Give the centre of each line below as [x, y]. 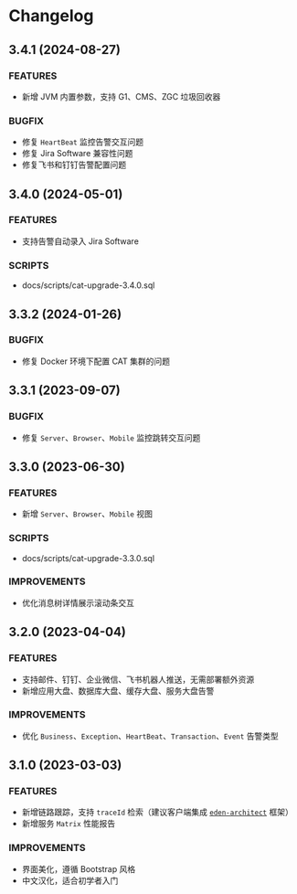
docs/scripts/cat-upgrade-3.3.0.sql [88, 558]
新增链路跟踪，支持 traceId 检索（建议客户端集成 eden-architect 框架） [157, 812]
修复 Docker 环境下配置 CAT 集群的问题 [96, 361]
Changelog [51, 16]
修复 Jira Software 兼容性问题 [77, 154]
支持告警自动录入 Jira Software [80, 241]
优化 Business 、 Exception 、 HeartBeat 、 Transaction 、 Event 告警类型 [150, 736]
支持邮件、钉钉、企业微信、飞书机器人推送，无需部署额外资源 [138, 679]
